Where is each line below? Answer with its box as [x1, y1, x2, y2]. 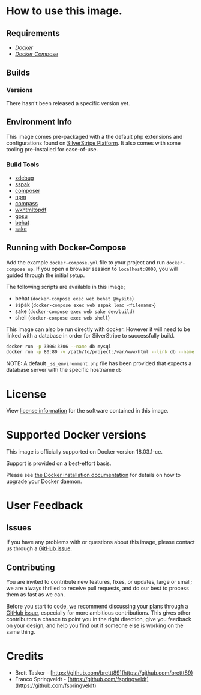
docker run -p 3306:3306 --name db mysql [6, 344, 112, 350]
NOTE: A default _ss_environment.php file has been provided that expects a [6, 360, 192, 367]
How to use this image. [6, 4, 123, 18]
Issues [6, 523, 32, 533]
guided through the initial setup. [6, 272, 85, 279]
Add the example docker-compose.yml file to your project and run [6, 258, 166, 266]
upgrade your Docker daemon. [6, 478, 82, 485]
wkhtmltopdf [14, 206, 47, 213]
